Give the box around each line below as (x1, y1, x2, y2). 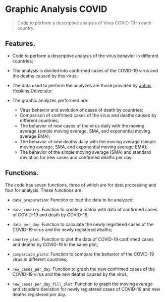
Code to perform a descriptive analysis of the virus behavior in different (12, 53, 159, 59)
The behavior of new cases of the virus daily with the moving (19, 122, 145, 128)
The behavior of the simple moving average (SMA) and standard (19, 149, 151, 155)
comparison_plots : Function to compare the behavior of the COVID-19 (12, 251, 155, 257)
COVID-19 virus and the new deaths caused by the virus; (12, 271, 128, 277)
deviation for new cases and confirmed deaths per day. (19, 154, 133, 160)
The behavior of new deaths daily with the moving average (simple (19, 138, 156, 144)
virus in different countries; (12, 256, 68, 262)
